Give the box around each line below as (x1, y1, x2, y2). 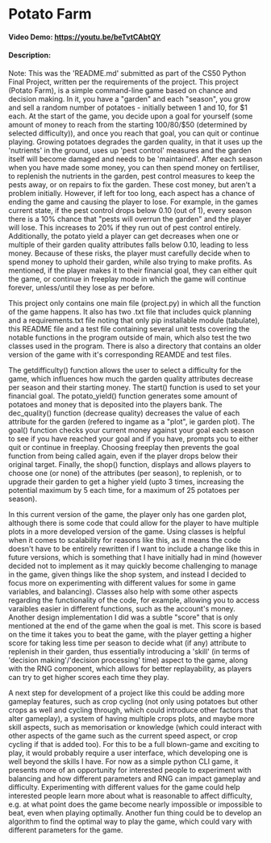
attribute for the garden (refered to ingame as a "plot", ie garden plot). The (8, 416, 256, 426)
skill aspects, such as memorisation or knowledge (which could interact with (8, 722, 262, 732)
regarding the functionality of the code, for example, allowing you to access (8, 595, 260, 605)
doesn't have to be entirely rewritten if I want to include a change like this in (8, 544, 260, 553)
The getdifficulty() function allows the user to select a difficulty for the (8, 365, 242, 375)
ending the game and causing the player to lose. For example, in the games (8, 197, 258, 207)
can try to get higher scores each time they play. (8, 672, 169, 682)
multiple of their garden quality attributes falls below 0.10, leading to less (8, 240, 248, 249)
